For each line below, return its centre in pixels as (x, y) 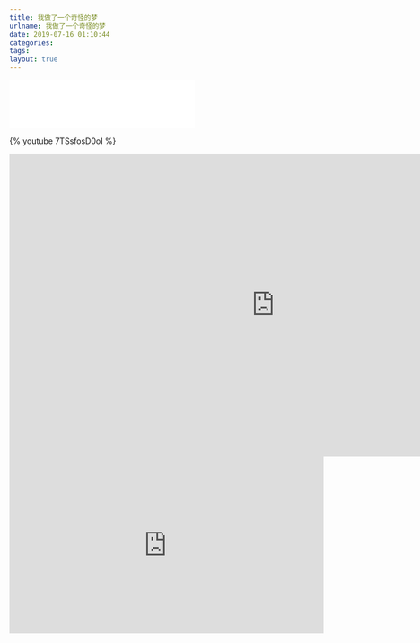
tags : (19, 51)
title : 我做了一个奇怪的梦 (54, 18)
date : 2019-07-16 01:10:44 (60, 34)
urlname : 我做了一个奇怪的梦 (57, 26)
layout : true (34, 59)
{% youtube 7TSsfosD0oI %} (63, 141)
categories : (31, 43)
